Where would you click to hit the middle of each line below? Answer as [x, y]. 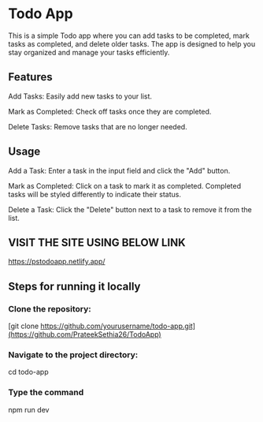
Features [30, 77]
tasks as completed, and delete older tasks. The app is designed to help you [132, 43]
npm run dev [29, 409]
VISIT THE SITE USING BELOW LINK [97, 243]
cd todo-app [28, 372]
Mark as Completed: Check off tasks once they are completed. [110, 111]
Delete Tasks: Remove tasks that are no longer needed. [98, 126]
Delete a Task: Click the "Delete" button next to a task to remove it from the [130, 209]
